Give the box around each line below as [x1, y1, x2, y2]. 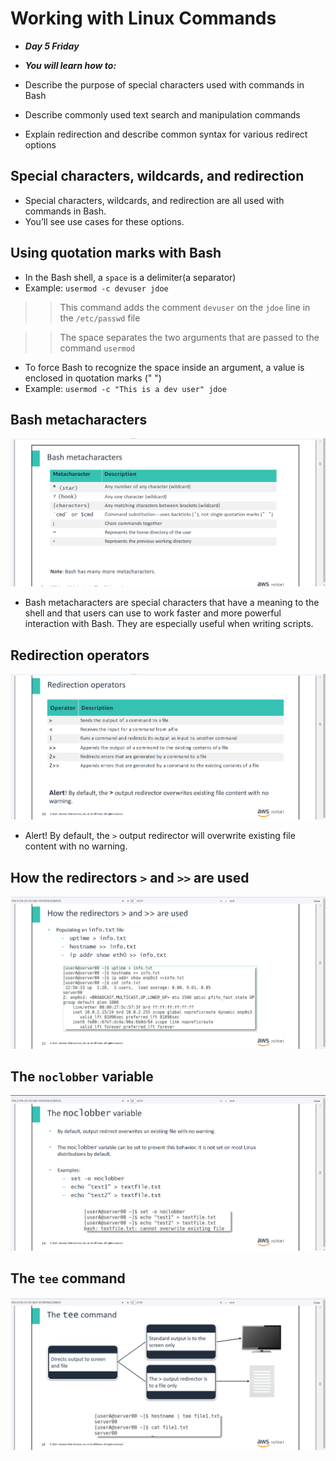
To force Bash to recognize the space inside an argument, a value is [24, 361, 305, 373]
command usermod [59, 342, 136, 354]
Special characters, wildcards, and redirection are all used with [24, 194, 285, 206]
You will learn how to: [24, 59, 117, 71]
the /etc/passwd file [59, 312, 141, 324]
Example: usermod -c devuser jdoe [24, 282, 169, 294]
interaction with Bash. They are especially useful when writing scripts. [24, 618, 314, 630]
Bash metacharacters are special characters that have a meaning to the [24, 597, 320, 609]
